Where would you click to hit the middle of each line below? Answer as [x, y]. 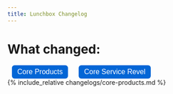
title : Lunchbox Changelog [47, 14]
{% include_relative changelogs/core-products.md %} [86, 82]
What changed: [54, 49]
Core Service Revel [115, 71]
